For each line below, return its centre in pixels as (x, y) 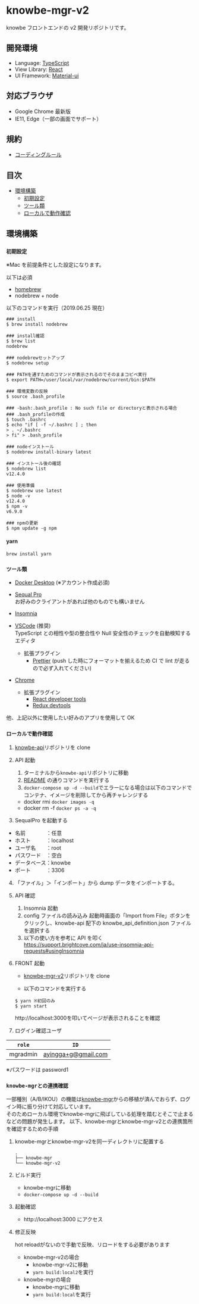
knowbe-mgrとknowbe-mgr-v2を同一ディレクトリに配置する (89, 1141)
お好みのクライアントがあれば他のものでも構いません (80, 601)
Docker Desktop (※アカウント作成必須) (62, 583)
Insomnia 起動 (41, 908)
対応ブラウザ (30, 96)
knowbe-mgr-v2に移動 (60, 1264)
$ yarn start (31, 1006)
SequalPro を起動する (41, 820)
